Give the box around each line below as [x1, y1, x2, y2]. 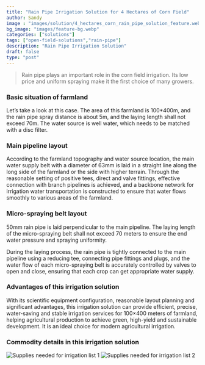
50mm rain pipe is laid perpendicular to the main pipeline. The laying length [6, 223, 196, 231]
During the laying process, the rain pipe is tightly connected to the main [6, 248, 186, 255]
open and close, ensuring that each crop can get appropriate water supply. [6, 267, 195, 275]
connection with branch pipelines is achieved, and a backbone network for [6, 181, 194, 189]
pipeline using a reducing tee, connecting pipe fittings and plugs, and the [6, 255, 190, 262]
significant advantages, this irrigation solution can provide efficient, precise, [6, 303, 198, 310]
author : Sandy [6, 15, 43, 21]
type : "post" [6, 54, 40, 60]
